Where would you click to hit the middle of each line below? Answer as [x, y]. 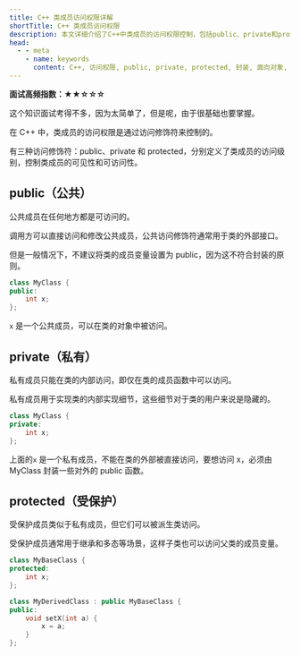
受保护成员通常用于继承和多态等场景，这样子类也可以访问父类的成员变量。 [146, 543]
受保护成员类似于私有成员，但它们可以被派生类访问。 [107, 524]
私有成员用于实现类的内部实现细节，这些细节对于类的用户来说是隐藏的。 [142, 399]
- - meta [33, 51]
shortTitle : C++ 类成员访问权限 [65, 26]
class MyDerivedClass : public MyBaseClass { [95, 601]
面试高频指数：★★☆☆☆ [57, 94]
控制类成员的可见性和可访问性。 [83, 162]
